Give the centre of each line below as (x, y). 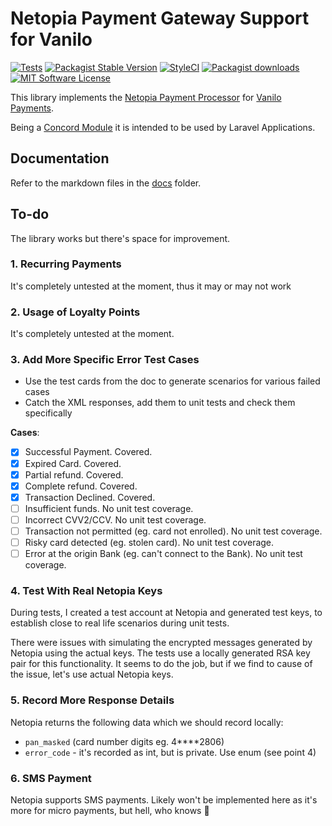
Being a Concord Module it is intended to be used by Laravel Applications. (163, 127)
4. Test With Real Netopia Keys (86, 590)
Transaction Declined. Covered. (90, 497)
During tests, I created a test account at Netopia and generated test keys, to (166, 613)
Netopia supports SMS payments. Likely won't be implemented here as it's (164, 799)
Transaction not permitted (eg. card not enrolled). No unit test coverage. (173, 531)
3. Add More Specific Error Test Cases (105, 360)
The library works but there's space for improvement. (120, 238)
